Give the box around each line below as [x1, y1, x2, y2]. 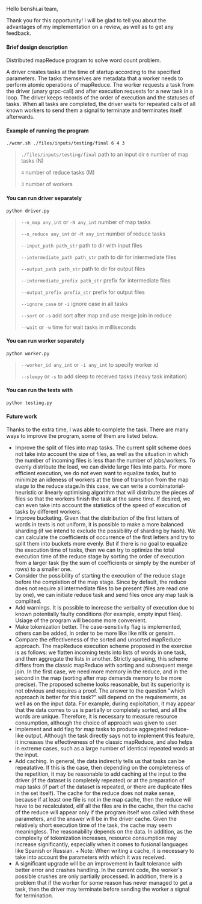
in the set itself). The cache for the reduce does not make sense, [14, 790, 176, 797]
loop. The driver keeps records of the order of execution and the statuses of [6, 94, 195, 101]
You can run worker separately [6, 337, 85, 344]
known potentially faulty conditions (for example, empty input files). [14, 611, 183, 618]
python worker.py [6, 351, 50, 357]
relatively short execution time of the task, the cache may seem [14, 821, 173, 829]
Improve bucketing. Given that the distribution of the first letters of [14, 514, 179, 522]
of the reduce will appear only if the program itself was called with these [14, 809, 194, 816]
